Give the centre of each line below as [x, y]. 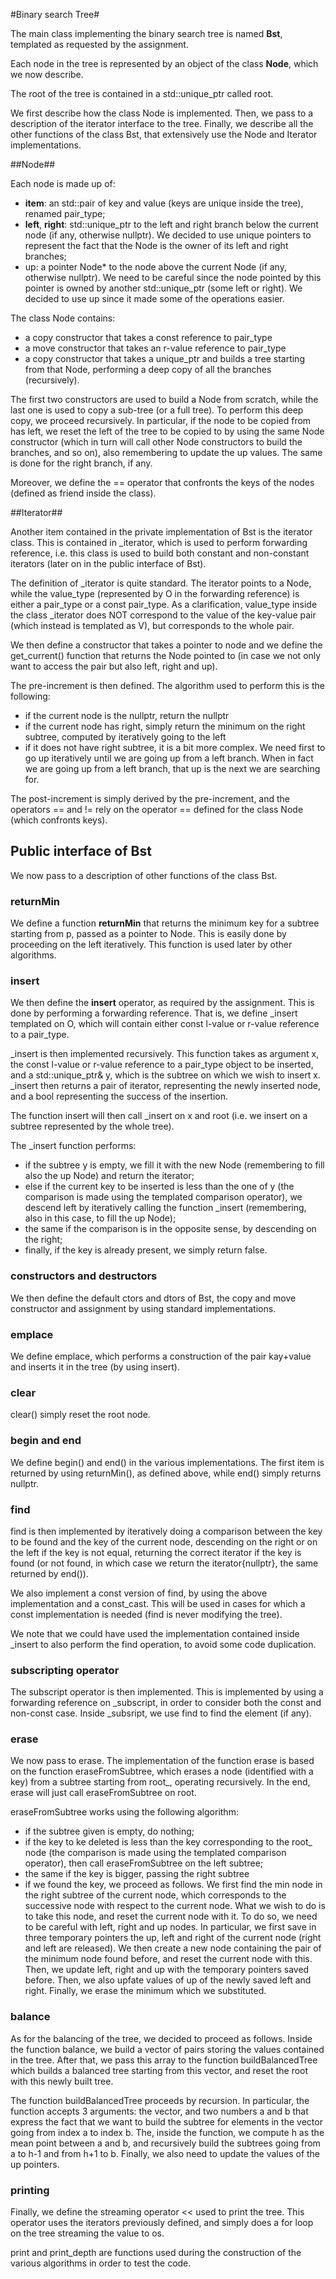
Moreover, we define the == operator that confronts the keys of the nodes [162, 482]
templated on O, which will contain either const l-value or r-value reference [165, 1024]
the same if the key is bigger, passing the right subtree [137, 1874]
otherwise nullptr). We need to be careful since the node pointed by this [173, 277]
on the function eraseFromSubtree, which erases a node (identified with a [162, 1771]
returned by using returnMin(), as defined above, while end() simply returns [166, 1473]
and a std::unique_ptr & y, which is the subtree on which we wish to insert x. [165, 1075]
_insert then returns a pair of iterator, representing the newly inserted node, [165, 1086]
